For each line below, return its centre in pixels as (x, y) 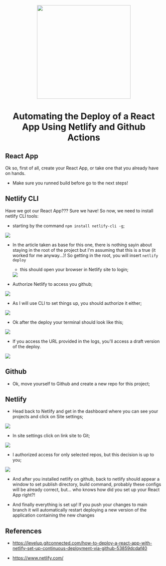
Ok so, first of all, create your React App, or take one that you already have (82, 168)
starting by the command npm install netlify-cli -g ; (68, 226)
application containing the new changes (53, 515)
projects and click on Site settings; (48, 417)
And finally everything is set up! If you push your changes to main (80, 505)
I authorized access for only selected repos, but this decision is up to (83, 455)
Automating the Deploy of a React (84, 116)
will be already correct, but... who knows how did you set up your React (86, 490)
